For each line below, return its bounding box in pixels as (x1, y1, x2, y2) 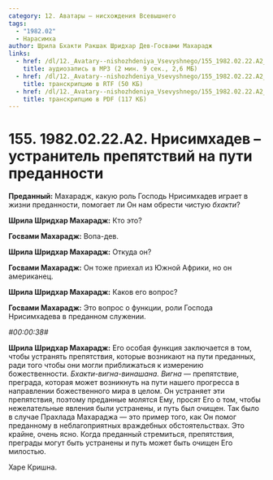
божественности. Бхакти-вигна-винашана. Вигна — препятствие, (8, 369, 240, 378)
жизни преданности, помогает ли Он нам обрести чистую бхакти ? (8, 200, 241, 210)
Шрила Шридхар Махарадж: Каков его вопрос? (8, 288, 178, 297)
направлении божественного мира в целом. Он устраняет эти (8, 387, 225, 396)
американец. (8, 271, 54, 281)
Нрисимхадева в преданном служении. (8, 312, 146, 322)
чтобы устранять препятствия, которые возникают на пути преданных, (8, 352, 256, 361)
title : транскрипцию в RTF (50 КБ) (23, 80, 144, 88)
